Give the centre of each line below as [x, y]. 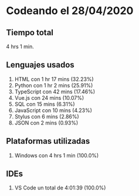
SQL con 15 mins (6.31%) [45, 104]
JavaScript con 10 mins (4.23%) [53, 110]
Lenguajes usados [40, 65]
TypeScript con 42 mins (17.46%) [55, 92]
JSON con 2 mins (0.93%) [46, 123]
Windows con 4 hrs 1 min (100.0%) [57, 155]
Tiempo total [30, 33]
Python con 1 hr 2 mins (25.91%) [54, 85]
